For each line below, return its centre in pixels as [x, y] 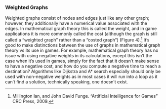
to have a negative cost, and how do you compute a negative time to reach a [83, 66]
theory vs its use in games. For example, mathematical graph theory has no [82, 50]
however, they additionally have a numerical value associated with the [76, 23]
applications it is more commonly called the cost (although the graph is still [81, 34]
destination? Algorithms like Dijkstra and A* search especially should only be [83, 71]
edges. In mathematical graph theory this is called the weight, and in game [81, 29]
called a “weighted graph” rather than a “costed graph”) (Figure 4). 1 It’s [77, 39]
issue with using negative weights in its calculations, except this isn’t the [79, 55]
